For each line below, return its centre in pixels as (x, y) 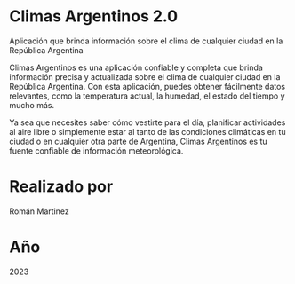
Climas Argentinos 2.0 (94, 16)
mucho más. (32, 105)
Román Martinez (39, 211)
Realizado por (61, 187)
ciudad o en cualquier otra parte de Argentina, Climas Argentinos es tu (139, 141)
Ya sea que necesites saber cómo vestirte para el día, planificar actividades (147, 122)
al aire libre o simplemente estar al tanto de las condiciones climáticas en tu (147, 131)
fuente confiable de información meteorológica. (96, 150)
